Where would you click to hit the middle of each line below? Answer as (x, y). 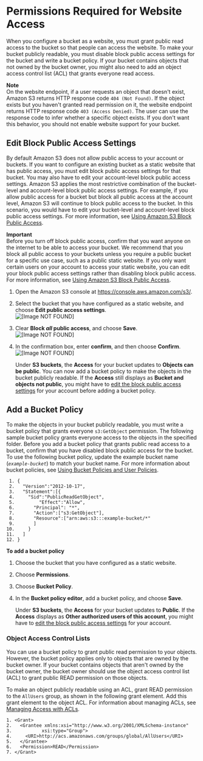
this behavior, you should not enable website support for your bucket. (93, 124)
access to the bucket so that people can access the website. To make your (100, 48)
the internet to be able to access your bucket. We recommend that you (95, 247)
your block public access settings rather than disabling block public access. (101, 273)
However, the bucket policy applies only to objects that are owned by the (98, 658)
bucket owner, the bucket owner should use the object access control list (98, 671)
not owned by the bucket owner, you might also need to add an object (94, 67)
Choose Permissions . (42, 575)
